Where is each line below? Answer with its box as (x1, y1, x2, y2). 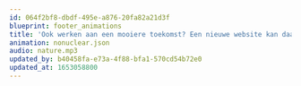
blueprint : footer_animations (9, 21, 123, 30)
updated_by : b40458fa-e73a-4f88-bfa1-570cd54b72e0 (9, 55, 202, 64)
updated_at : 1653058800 (9, 64, 99, 73)
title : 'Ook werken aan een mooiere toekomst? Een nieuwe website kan (9, 30, 279, 39)
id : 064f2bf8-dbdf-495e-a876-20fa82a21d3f (9, 13, 170, 22)
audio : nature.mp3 (9, 47, 78, 56)
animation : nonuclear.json (9, 38, 110, 47)
